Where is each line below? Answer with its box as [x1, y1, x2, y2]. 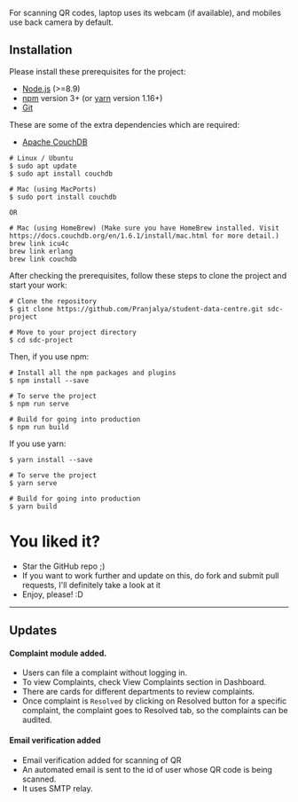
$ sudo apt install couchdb [9, 169, 114, 178]
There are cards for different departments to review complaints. [21, 687, 255, 697]
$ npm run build [9, 422, 69, 431]
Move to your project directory [17, 327, 137, 336]
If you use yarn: [9, 438, 67, 449]
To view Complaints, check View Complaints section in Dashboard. [21, 677, 267, 688]
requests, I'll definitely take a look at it [21, 579, 161, 590]
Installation [9, 43, 73, 58]
